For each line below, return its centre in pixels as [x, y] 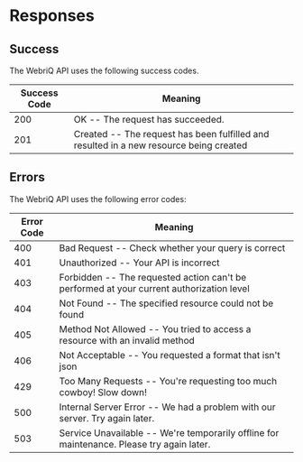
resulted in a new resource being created [161, 145]
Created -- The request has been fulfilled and [171, 134]
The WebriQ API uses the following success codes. [104, 70]
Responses [52, 16]
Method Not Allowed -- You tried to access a [155, 328]
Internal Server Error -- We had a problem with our [168, 407]
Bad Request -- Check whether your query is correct [172, 247]
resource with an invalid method [127, 340]
